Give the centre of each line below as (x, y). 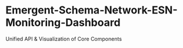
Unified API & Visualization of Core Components (64, 39)
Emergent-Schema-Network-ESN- (91, 10)
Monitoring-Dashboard (63, 23)
